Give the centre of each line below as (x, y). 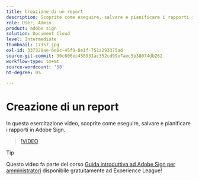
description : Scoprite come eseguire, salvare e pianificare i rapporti (98, 17)
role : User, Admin (29, 23)
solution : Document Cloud (38, 34)
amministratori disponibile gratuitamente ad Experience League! (84, 170)
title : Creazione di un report (45, 12)
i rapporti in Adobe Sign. (36, 130)
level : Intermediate (32, 39)
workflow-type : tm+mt (33, 61)
